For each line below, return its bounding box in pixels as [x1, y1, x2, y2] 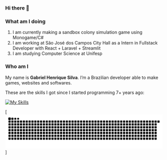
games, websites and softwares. [5, 79, 72, 85]
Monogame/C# [12, 34, 44, 40]
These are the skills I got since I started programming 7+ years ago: [5, 89, 144, 95]
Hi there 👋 [5, 4, 30, 11]
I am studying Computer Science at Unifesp [12, 50, 102, 56]
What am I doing [5, 17, 46, 24]
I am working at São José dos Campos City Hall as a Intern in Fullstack [12, 40, 158, 46]
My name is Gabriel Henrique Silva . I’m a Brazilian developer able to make [5, 74, 158, 80]
